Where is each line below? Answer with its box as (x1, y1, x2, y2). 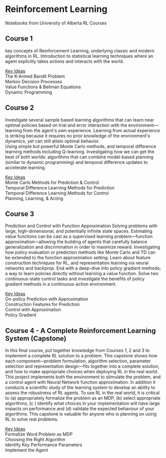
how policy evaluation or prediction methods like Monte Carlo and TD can (5, 249, 156, 255)
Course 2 (5, 104, 34, 112)
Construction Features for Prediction (5, 302, 80, 307)
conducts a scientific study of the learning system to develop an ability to (5, 385, 156, 391)
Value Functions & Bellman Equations (5, 84, 81, 90)
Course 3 (5, 209, 34, 218)
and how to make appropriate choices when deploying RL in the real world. (5, 369, 159, 375)
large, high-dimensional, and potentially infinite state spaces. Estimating (5, 228, 153, 234)
